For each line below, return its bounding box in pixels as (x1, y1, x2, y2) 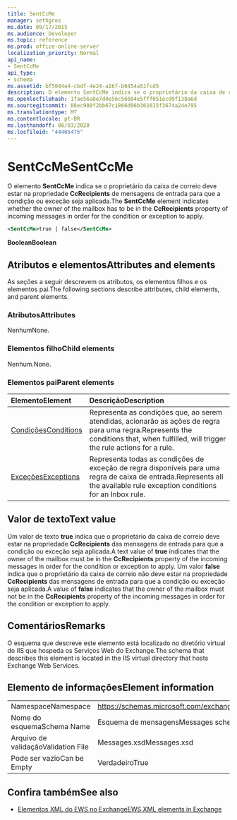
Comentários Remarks (7, 620, 106, 632)
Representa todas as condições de (89, 454, 205, 464)
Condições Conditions (11, 424, 83, 434)
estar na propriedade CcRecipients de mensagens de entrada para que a (7, 190, 221, 198)
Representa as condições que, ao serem (89, 407, 223, 417)
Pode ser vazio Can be (11, 754, 84, 764)
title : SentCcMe (7, 10, 55, 18)
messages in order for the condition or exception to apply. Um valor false (7, 562, 220, 570)
